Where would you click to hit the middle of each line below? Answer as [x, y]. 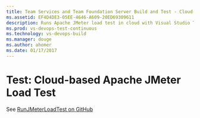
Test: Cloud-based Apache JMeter [94, 80]
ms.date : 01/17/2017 [32, 51]
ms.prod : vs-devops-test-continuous [51, 28]
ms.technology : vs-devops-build [46, 34]
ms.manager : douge [29, 39]
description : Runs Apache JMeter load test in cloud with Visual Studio [98, 23]
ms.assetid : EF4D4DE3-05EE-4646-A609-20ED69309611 [70, 17]
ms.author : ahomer [29, 45]
